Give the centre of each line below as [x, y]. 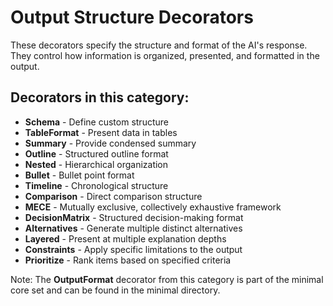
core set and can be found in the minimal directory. [115, 290]
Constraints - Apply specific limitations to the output [133, 249]
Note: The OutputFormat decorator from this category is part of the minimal [167, 279]
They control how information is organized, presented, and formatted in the [165, 55]
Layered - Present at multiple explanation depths [125, 238]
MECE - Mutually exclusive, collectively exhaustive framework [153, 207]
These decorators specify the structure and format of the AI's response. [159, 45]
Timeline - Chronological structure [96, 185]
